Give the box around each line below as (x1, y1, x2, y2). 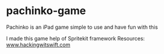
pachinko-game (6, 4, 86, 18)
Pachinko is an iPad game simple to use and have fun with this (6, 23, 158, 31)
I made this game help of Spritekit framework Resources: (6, 35, 145, 42)
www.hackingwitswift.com (6, 41, 70, 48)
